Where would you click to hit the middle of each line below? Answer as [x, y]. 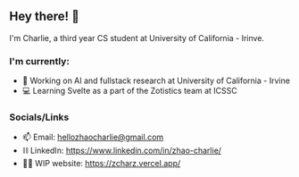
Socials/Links [39, 117]
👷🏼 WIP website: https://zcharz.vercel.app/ [101, 164]
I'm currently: [39, 61]
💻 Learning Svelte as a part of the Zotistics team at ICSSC [130, 91]
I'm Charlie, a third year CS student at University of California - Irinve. [137, 38]
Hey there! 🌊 [45, 17]
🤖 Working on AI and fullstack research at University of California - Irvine [156, 80]
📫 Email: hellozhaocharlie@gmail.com [93, 137]
